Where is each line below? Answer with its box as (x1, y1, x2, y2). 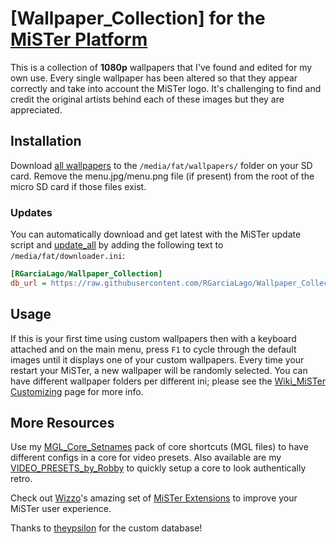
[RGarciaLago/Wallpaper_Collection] (10, 269, 163, 279)
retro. (10, 473, 33, 485)
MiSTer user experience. (10, 503, 112, 515)
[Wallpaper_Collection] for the (10, 7, 266, 30)
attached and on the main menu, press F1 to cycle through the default (10, 343, 297, 355)
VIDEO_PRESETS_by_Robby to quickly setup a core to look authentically (10, 462, 307, 474)
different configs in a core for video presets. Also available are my (10, 452, 282, 464)
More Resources (10, 415, 115, 431)
